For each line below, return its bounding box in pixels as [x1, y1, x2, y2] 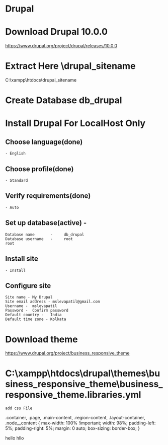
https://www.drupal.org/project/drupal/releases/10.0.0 [5, 43, 117, 49]
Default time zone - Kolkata [5, 317, 66, 322]
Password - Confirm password [5, 308, 69, 313]
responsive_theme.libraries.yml [5, 389, 141, 401]
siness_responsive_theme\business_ [5, 379, 163, 390]
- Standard [5, 178, 28, 183]
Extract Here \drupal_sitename [5, 60, 136, 72]
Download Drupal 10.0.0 [5, 26, 108, 38]
